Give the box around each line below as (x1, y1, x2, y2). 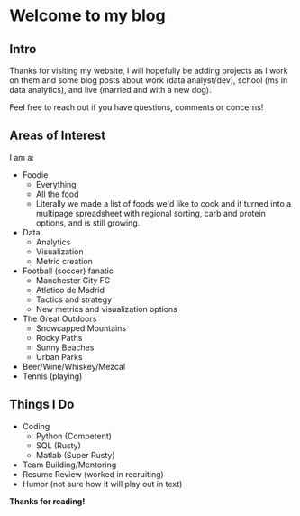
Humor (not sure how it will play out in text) (22, 478, 183, 489)
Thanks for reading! (9, 495, 86, 506)
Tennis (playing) (22, 371, 83, 382)
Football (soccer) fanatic (22, 265, 114, 276)
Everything (35, 179, 77, 189)
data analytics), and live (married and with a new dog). (9, 85, 212, 95)
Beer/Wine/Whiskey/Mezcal (22, 361, 126, 372)
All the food (35, 189, 79, 199)
